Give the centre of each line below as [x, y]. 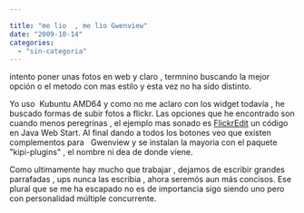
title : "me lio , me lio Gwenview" [78, 25]
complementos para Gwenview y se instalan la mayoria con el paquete [143, 142]
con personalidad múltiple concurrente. [83, 198]
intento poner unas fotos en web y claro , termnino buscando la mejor [140, 77]
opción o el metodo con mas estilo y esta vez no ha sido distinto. [131, 86]
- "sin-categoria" [53, 51]
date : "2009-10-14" [46, 34]
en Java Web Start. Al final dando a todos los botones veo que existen [141, 133]
